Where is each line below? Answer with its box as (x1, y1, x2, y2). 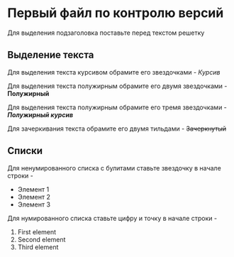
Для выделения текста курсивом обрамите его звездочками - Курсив (7, 67, 221, 76)
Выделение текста (7, 49, 94, 61)
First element (17, 227, 57, 236)
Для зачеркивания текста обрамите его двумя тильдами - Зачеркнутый (7, 124, 227, 133)
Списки (7, 145, 43, 157)
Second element (17, 235, 66, 244)
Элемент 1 (17, 185, 50, 193)
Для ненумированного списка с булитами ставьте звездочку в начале (7, 163, 221, 172)
